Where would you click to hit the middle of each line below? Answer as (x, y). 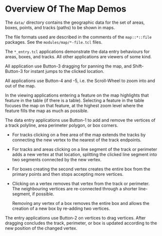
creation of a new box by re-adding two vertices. (61, 208)
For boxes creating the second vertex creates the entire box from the (81, 169)
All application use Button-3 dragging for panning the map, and (68, 66)
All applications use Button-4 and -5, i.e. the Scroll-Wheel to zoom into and (80, 81)
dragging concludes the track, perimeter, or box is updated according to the (81, 223)
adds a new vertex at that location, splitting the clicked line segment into (84, 154)
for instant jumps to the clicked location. (64, 71)
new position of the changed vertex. (41, 228)
